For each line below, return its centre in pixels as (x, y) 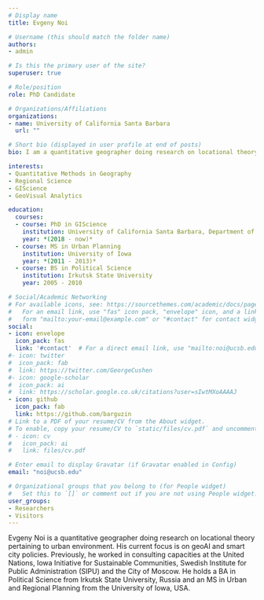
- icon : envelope (37, 334)
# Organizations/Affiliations (58, 109)
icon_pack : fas (40, 341)
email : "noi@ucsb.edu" (45, 473)
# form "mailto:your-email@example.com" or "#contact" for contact (125, 319)
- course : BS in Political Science (73, 268)
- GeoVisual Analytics (45, 196)
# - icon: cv (29, 436)
